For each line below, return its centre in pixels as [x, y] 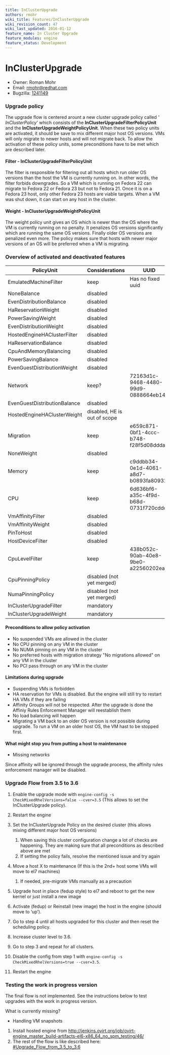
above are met [35, 850]
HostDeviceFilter [28, 541]
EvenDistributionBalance [37, 302]
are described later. [26, 149]
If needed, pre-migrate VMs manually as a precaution [76, 881]
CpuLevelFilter [25, 558]
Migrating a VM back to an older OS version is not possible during [81, 721]
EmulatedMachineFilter [35, 282]
